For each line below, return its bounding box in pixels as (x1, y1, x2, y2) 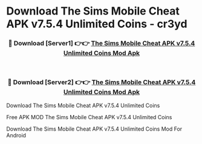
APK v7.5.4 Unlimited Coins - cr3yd (6, 17, 187, 31)
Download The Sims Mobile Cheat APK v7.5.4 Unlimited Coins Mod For (6, 125, 183, 133)
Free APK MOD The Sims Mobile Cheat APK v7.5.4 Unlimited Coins (6, 113, 172, 120)
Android (6, 131, 26, 139)
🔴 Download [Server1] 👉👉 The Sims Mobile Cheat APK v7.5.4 (8, 39, 195, 48)
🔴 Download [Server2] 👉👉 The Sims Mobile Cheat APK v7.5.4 (7, 78, 196, 87)
